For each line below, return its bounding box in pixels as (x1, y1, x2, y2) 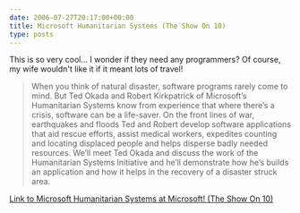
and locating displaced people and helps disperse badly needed (30, 138, 269, 149)
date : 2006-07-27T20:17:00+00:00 (9, 13, 134, 22)
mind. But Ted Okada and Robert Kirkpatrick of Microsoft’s (30, 90, 247, 101)
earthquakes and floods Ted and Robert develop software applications (30, 119, 292, 130)
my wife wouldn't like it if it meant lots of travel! (9, 64, 184, 74)
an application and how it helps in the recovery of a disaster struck (30, 166, 278, 177)
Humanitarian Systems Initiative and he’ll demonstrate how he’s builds (30, 158, 289, 168)
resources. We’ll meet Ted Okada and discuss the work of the (30, 148, 259, 158)
